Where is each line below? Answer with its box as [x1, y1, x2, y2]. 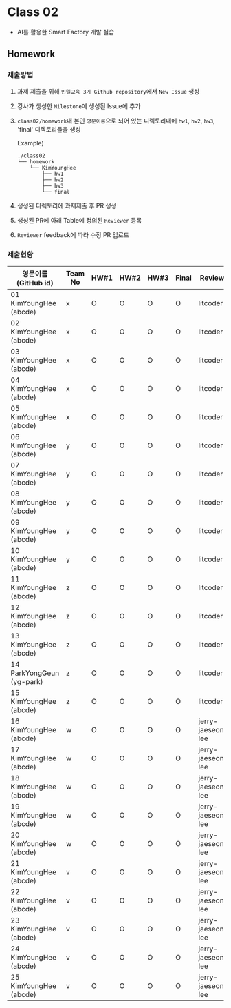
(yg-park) [10, 676, 43, 686]
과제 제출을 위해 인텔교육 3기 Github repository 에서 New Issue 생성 [16, 87, 200, 95]
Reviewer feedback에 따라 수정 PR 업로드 [16, 230, 129, 239]
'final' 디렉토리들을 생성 [16, 125, 81, 133]
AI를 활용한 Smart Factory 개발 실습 [16, 28, 115, 36]
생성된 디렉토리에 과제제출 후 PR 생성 [16, 201, 117, 210]
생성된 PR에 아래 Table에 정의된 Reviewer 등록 [16, 216, 142, 224]
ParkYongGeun [10, 668, 60, 678]
